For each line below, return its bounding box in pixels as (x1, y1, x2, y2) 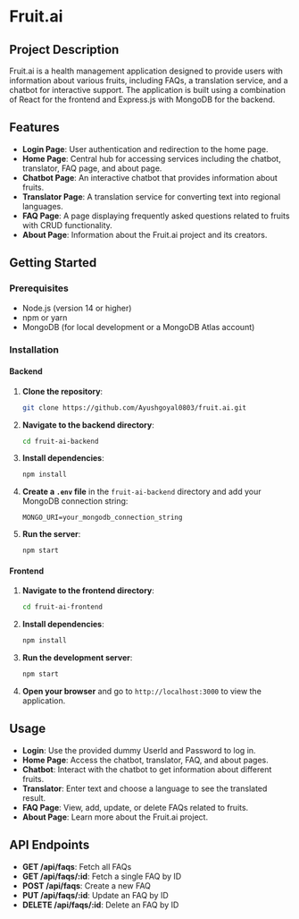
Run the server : (21, 529, 81, 540)
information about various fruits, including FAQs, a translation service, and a (9, 75, 288, 86)
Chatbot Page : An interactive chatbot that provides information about (21, 172, 278, 183)
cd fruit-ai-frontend (21, 602, 103, 612)
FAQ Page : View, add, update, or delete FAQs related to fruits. (21, 802, 249, 813)
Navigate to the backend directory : (21, 419, 154, 430)
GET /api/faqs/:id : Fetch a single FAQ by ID (21, 871, 182, 881)
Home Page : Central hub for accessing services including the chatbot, (21, 153, 281, 164)
